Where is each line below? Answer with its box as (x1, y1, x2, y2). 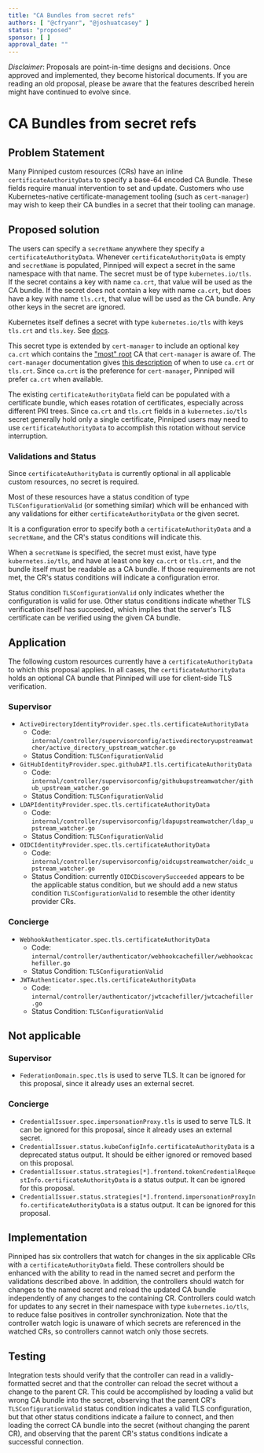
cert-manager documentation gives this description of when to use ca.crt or (8, 357, 255, 367)
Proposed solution (8, 223, 100, 236)
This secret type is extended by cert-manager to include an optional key (8, 341, 240, 350)
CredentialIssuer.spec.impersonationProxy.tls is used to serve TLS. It (19, 1116, 251, 1125)
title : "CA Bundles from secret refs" (8, 11, 135, 20)
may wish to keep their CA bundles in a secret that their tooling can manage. (8, 200, 255, 210)
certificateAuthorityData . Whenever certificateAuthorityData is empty (8, 252, 246, 262)
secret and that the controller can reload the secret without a (42, 1379, 239, 1389)
